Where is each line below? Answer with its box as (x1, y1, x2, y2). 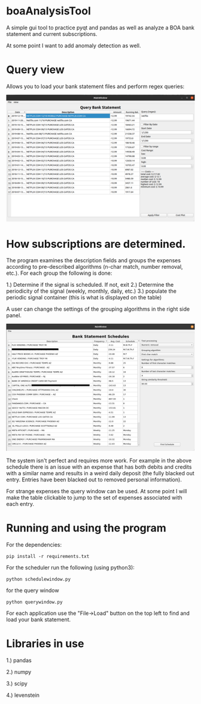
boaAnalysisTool (6, 4, 91, 18)
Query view (6, 63, 65, 77)
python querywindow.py (6, 599, 63, 605)
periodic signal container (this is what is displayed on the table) (6, 294, 162, 301)
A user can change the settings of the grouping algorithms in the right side (6, 305, 190, 312)
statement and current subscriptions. (6, 30, 98, 37)
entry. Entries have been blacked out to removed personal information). (6, 476, 182, 483)
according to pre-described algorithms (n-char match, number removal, (6, 263, 184, 271)
